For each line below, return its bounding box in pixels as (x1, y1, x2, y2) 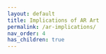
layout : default (7, 10, 55, 18)
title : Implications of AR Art (7, 17, 100, 24)
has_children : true (7, 36, 65, 43)
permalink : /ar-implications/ (7, 23, 97, 30)
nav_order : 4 (7, 29, 46, 37)
